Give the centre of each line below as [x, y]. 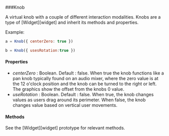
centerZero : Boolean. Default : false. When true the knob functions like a [88, 73]
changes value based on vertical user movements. [65, 105]
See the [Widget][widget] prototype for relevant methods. [65, 128]
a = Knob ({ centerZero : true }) [39, 41]
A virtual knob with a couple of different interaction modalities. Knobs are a [83, 17]
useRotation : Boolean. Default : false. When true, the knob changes [83, 94]
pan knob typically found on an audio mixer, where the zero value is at [86, 78]
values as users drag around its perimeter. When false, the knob [79, 100]
